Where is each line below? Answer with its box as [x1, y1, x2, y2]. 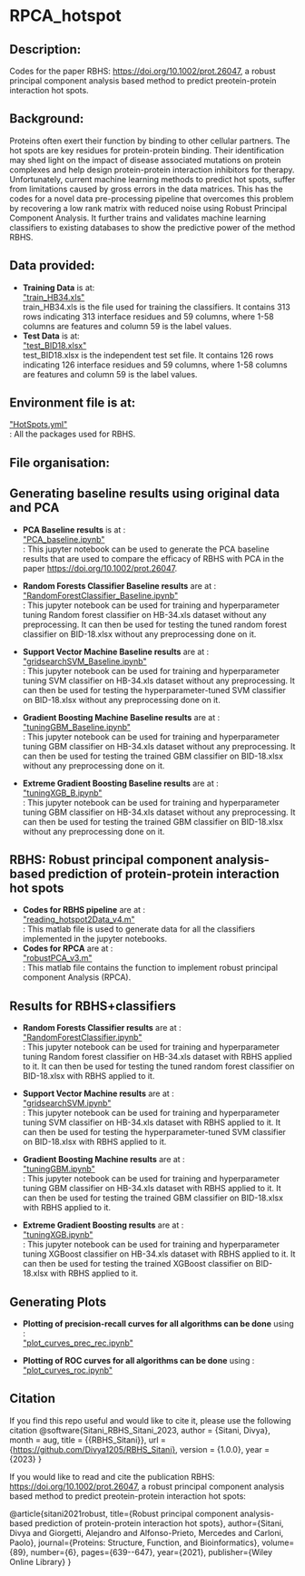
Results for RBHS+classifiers [9, 998, 177, 1013]
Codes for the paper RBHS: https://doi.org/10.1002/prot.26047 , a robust [9, 65, 276, 76]
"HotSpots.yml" [9, 419, 68, 430]
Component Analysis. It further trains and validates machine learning [9, 212, 266, 223]
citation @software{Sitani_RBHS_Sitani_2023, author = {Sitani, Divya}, [9, 1424, 271, 1435]
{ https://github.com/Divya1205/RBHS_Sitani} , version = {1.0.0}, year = [9, 1444, 271, 1454]
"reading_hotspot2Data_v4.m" [22, 914, 135, 925]
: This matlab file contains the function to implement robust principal [22, 963, 279, 974]
